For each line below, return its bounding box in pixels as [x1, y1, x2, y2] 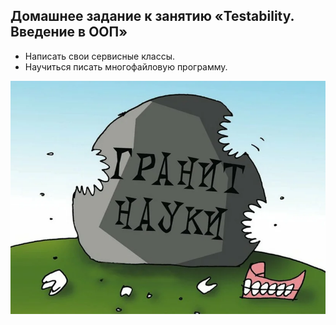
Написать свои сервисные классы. [24, 50, 175, 62]
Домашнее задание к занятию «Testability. [10, 8, 295, 25]
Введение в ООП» [10, 24, 128, 41]
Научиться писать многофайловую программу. [24, 60, 228, 73]
